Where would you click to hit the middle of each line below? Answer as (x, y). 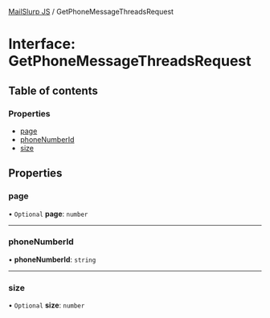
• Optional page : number (48, 214)
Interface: (42, 44)
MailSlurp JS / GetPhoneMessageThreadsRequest (91, 12)
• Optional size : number (47, 305)
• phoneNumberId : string (52, 259)
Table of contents (53, 90)
